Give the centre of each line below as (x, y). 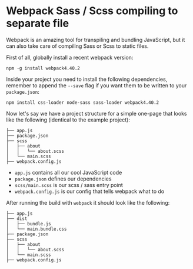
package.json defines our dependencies (63, 179)
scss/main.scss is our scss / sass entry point (69, 185)
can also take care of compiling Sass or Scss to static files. (77, 46)
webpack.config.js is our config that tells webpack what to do (89, 191)
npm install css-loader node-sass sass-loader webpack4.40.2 (83, 102)
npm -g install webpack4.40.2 (43, 68)
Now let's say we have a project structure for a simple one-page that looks (96, 113)
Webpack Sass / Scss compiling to (92, 11)
